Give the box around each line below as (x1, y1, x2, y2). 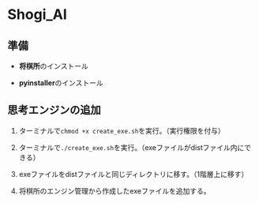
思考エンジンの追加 (7, 103, 101, 117)
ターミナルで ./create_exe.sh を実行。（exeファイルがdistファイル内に (18, 142, 245, 152)
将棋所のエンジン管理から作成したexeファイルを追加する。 (18, 186, 211, 195)
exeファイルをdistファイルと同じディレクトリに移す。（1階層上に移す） (18, 169, 249, 179)
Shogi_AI (7, 6, 68, 24)
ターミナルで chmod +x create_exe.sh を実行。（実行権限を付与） (18, 126, 226, 135)
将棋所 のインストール (18, 62, 88, 70)
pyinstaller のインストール (18, 78, 103, 88)
